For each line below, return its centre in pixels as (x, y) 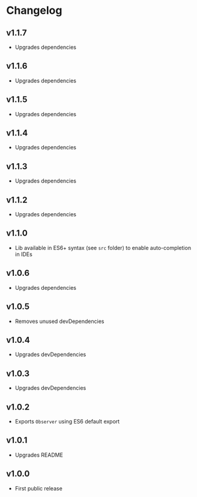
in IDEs (24, 254)
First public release (39, 488)
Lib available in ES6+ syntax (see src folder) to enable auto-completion (103, 248)
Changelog (34, 11)
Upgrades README (39, 455)
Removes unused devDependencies (59, 321)
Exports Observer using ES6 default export (67, 421)
